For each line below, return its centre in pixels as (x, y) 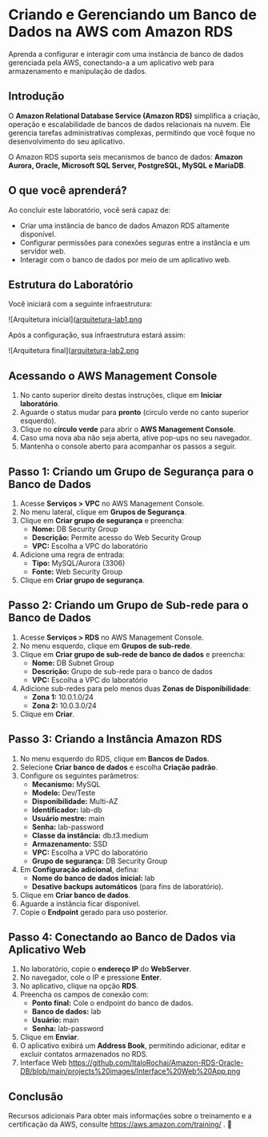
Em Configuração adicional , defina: (79, 869)
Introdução (36, 97)
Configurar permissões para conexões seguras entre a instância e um (135, 242)
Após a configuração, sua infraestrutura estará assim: (97, 335)
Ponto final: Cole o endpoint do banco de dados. (112, 1003)
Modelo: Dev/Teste (64, 793)
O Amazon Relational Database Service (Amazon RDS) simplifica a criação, (134, 116)
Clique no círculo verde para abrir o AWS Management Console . (128, 429)
